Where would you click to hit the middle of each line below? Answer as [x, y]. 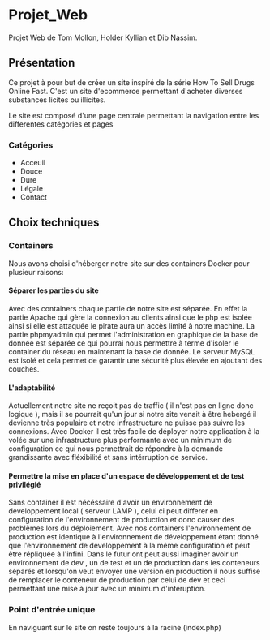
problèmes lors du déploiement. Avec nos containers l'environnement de [130, 528]
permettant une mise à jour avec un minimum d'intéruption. [107, 589]
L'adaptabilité [32, 388]
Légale [31, 189]
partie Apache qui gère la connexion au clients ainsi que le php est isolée [131, 317]
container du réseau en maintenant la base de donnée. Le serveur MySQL [132, 351]
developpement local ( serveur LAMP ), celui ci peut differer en [114, 511]
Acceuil [33, 163]
